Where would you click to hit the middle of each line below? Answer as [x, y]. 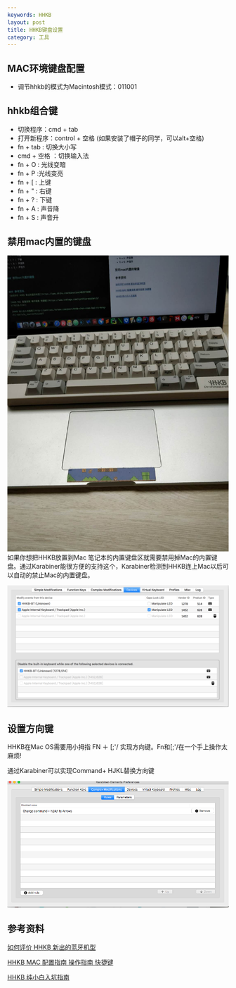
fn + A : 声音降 [38, 209]
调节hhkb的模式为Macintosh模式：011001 [77, 87]
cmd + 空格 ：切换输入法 [53, 156]
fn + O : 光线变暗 [42, 164]
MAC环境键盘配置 [46, 68]
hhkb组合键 [33, 111]
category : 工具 [28, 37]
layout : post [26, 22]
